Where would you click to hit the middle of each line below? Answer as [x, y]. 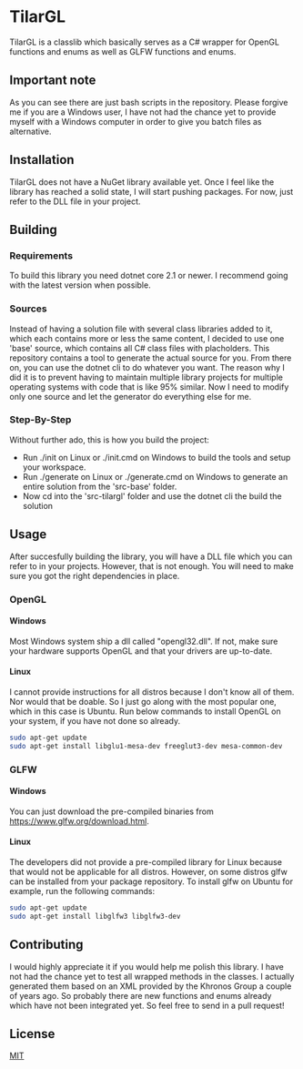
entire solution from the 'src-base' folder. [100, 486]
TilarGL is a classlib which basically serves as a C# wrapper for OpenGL [145, 42]
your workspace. [54, 467]
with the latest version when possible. [81, 285]
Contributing [46, 945]
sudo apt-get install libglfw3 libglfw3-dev [95, 916]
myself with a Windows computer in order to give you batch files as [136, 121]
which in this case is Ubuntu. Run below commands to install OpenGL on [145, 711]
